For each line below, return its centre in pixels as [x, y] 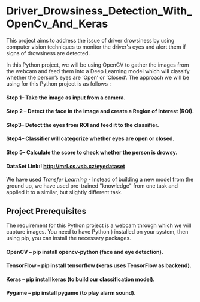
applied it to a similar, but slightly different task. [64, 192]
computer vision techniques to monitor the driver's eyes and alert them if [96, 47]
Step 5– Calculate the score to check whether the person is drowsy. [92, 152]
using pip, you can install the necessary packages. [69, 238]
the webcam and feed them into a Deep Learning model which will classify [98, 71]
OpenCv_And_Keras [57, 24]
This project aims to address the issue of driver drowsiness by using [90, 40]
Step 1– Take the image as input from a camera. [66, 98]
